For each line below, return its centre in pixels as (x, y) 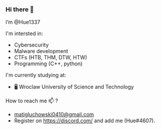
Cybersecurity (31, 45)
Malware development (41, 51)
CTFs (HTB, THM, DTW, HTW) (51, 58)
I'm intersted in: (24, 34)
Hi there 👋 (20, 9)
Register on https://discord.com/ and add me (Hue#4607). (85, 121)
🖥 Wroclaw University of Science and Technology (74, 87)
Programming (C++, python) (48, 64)
